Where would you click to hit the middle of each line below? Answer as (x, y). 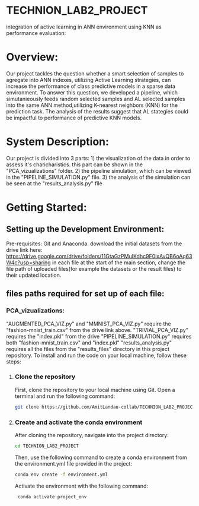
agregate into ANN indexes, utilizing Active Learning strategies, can (89, 80)
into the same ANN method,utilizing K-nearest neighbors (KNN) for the (92, 105)
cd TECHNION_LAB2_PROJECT (46, 446)
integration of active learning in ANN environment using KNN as (84, 27)
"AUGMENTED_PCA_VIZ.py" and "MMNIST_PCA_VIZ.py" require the (89, 324)
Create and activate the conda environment (78, 422)
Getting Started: (46, 207)
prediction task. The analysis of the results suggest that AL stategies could (97, 111)
